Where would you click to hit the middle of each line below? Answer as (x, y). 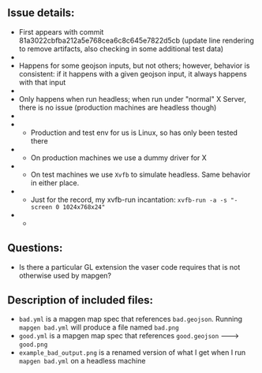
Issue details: (41, 13)
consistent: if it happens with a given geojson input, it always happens (133, 73)
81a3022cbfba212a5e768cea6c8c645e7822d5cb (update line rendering (136, 40)
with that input (42, 82)
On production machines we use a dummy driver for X (118, 158)
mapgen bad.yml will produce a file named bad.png (99, 327)
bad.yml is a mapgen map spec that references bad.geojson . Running (130, 319)
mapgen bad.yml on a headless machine (82, 361)
